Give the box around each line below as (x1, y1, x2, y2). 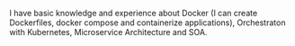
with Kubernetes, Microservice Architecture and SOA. (9, 27, 208, 37)
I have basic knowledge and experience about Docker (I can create (9, 8, 258, 18)
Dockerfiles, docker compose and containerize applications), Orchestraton (9, 17, 286, 28)
